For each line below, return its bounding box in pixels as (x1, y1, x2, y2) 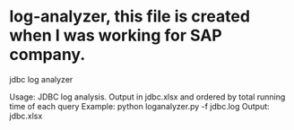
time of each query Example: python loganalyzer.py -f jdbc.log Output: (9, 100, 271, 111)
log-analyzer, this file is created (9, 6, 251, 27)
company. (9, 45, 86, 65)
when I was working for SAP (9, 25, 222, 46)
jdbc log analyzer (9, 74, 73, 84)
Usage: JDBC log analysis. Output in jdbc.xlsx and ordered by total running (9, 91, 286, 102)
